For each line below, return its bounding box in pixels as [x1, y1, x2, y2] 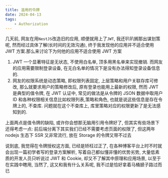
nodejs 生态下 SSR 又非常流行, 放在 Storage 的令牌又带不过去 [5, 132, 132, 138]
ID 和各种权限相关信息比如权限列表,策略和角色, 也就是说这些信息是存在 [12, 96, 158, 103]
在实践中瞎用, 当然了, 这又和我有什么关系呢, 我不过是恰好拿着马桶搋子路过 [5, 161, 158, 168]
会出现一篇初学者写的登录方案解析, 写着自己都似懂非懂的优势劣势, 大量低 [5, 149, 155, 155]
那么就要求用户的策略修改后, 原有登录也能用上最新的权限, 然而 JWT [19, 84, 159, 90]
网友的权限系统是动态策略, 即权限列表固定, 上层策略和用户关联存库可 [12, 78, 154, 84]
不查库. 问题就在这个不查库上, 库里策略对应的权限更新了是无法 [28, 103, 156, 109]
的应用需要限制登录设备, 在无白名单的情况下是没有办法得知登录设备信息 [12, 65, 160, 71]
